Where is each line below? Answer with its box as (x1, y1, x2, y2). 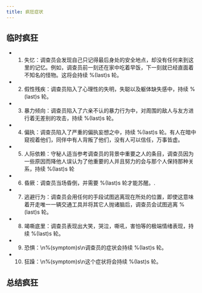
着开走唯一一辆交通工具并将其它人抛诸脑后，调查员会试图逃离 (24, 201, 178, 208)
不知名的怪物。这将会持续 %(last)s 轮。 (24, 71, 123, 79)
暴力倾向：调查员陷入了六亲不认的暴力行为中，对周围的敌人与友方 (24, 107, 189, 114)
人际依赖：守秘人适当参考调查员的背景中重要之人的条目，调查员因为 (24, 150, 194, 157)
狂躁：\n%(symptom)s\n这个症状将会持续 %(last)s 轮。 (24, 258, 162, 265)
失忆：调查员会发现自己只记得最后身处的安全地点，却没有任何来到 (24, 56, 189, 64)
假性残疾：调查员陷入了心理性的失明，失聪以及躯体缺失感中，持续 (24, 85, 189, 93)
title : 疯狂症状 (6, 8, 44, 15)
